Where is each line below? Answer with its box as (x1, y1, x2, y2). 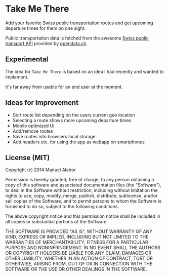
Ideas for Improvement (5, 98, 79, 107)
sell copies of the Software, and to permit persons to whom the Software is (5, 198, 162, 204)
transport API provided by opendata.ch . (5, 40, 88, 46)
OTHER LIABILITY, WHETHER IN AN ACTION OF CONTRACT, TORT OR (5, 255, 153, 261)
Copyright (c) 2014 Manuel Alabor (5, 167, 76, 173)
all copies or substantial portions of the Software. (5, 219, 108, 225)
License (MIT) (5, 153, 50, 162)
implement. (5, 74, 29, 80)
